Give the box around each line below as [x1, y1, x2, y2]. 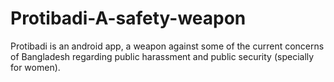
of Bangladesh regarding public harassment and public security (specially [10, 50, 315, 62]
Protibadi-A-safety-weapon [10, 7, 247, 30]
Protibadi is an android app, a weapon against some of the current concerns [10, 40, 325, 52]
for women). [10, 61, 61, 73]
